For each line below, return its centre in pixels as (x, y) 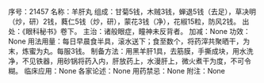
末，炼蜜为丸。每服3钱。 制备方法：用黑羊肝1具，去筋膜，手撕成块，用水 (128, 51)
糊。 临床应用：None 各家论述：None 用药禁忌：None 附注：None (117, 71)
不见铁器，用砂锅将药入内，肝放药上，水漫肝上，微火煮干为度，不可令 (136, 61)
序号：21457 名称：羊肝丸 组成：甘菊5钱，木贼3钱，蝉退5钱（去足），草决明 (132, 11)
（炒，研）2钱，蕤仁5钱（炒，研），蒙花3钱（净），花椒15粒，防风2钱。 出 (129, 21)
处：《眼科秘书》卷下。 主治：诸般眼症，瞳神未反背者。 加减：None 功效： (130, 31)
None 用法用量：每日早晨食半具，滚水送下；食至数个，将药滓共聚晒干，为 (129, 41)
